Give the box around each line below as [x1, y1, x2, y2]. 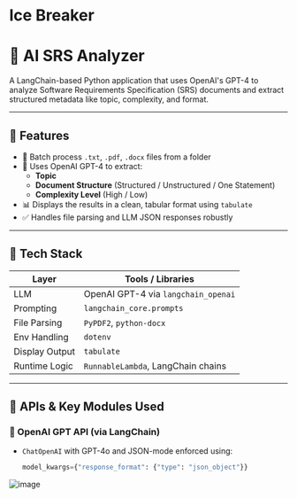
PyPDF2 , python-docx [83, 316, 166, 329]
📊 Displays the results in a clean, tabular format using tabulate [21, 198, 254, 209]
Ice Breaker [9, 5, 95, 26]
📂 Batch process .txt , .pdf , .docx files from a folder [21, 152, 212, 162]
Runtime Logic [13, 360, 73, 372]
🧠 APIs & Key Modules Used [9, 400, 165, 415]
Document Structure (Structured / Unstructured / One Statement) [34, 179, 276, 191]
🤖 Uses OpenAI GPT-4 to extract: [21, 160, 143, 171]
